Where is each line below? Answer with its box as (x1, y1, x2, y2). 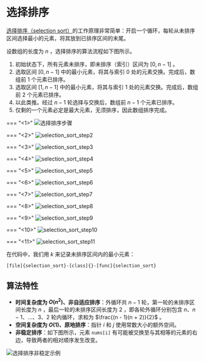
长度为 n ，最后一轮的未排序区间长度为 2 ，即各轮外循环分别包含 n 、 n (20, 306, 196, 313)
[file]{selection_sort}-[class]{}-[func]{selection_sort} (6, 262, 157, 269)
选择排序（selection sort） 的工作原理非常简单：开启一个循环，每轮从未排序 (6, 27, 195, 34)
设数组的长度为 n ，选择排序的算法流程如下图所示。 (6, 47, 136, 55)
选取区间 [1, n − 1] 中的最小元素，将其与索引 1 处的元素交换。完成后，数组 (15, 83, 199, 90)
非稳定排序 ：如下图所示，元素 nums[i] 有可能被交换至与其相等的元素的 (15, 329, 192, 336)
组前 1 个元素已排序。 (15, 76, 69, 83)
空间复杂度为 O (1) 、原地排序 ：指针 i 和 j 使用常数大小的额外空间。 (15, 321, 180, 328)
